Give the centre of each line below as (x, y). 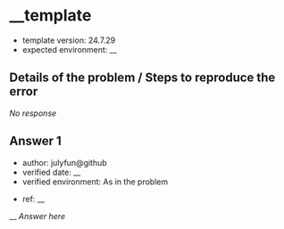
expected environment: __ (70, 49)
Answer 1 (36, 141)
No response (33, 113)
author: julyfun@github (64, 162)
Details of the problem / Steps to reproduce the (142, 78)
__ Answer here (37, 216)
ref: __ (33, 199)
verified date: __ (51, 172)
